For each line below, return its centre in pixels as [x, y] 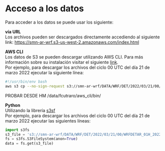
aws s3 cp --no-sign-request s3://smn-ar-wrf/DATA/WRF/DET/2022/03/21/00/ [83, 86]
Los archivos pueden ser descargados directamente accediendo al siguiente [82, 37]
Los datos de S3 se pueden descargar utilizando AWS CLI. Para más [74, 57]
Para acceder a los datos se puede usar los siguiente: [59, 22]
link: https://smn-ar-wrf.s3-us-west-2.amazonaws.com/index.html [72, 42]
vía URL [13, 31]
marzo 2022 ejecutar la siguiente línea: [44, 72]
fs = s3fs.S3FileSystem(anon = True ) [41, 139]
